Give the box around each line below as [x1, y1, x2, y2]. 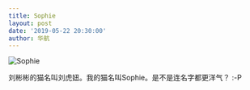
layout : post [8, 19, 53, 27]
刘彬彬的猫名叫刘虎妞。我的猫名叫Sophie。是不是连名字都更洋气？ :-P [8, 73, 243, 83]
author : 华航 [8, 34, 50, 43]
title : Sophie [8, 11, 57, 20]
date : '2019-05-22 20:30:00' [8, 27, 107, 35]
